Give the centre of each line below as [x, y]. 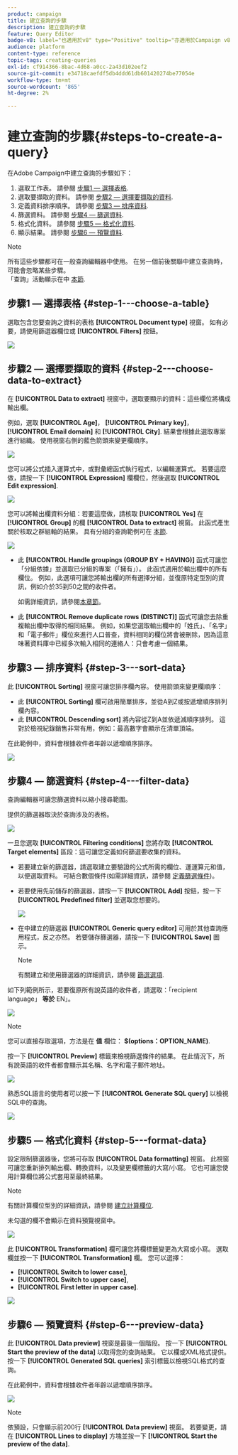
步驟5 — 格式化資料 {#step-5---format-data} [107, 1140]
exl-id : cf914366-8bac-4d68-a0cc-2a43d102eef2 [77, 67]
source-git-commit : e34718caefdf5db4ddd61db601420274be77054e [101, 73]
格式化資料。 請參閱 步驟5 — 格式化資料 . [76, 224]
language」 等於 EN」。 [41, 999]
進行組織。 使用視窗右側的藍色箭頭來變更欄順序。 [80, 440]
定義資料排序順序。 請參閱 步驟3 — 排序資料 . [83, 206]
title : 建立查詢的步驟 [37, 21]
